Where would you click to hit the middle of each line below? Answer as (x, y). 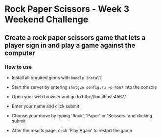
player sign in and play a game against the (70, 45)
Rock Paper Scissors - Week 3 (67, 9)
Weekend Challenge (46, 19)
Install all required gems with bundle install (57, 78)
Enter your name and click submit (45, 106)
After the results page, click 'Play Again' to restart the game (72, 130)
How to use (18, 67)
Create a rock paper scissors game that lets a (75, 38)
